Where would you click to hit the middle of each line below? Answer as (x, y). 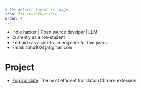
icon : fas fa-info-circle (31, 14)
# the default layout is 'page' (37, 9)
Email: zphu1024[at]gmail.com (42, 48)
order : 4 (14, 18)
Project (20, 67)
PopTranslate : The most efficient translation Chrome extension (74, 81)
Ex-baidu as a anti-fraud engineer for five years (59, 43)
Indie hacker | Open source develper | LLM (55, 32)
